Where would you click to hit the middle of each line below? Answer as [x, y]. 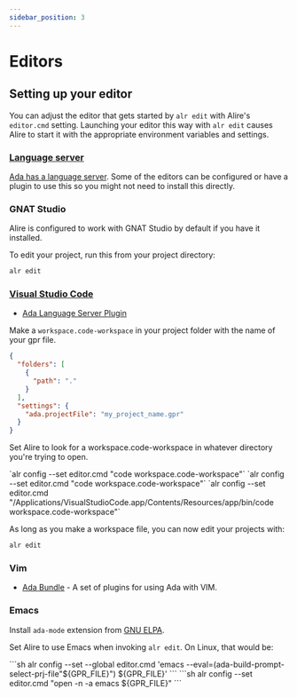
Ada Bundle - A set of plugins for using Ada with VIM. [119, 588]
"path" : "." [55, 381]
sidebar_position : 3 [47, 17]
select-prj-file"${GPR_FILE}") [63, 673]
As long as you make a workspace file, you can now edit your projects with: [147, 529]
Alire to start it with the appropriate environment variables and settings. [139, 134]
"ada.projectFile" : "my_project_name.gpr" [105, 414]
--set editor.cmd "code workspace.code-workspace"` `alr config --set [137, 484]
